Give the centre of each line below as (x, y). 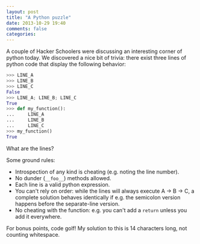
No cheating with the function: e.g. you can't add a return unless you (101, 210)
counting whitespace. (33, 234)
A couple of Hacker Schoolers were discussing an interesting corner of (94, 51)
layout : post (23, 12)
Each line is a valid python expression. (62, 184)
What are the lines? (30, 148)
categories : (21, 34)
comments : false (27, 29)
